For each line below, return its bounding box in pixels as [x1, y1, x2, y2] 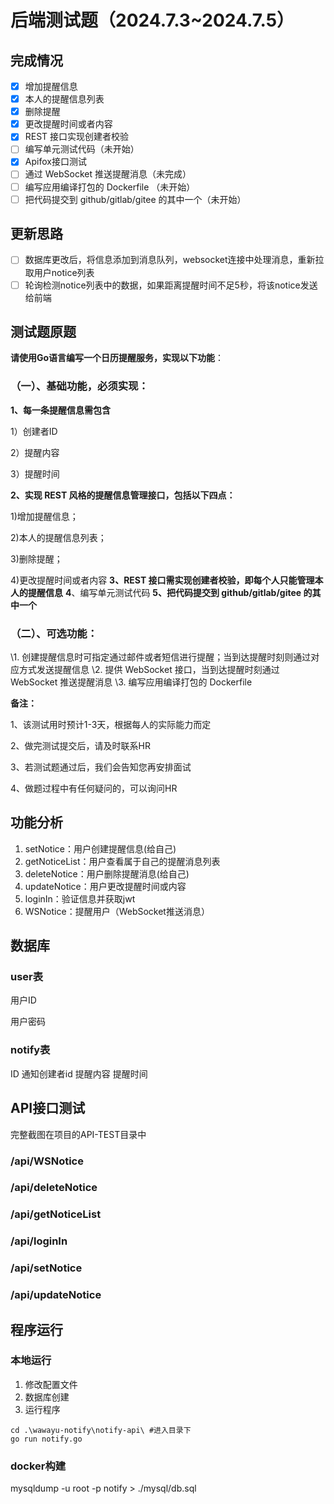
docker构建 [10, 1459, 67, 1473]
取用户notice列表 [24, 266, 95, 278]
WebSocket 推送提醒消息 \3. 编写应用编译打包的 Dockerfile [10, 676, 253, 688]
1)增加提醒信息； [10, 510, 79, 522]
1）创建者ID [10, 425, 58, 437]
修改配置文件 [24, 1378, 78, 1390]
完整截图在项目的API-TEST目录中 [10, 1128, 147, 1140]
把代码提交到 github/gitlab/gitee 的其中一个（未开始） [24, 193, 247, 205]
